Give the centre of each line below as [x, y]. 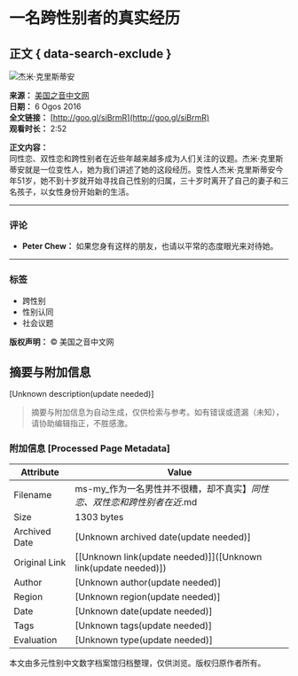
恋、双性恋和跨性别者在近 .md [136, 501]
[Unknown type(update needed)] [144, 640]
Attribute [40, 472]
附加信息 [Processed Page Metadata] [90, 448]
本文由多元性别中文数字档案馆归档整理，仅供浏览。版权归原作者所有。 [137, 663]
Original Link [40, 562]
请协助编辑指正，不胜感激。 [82, 423]
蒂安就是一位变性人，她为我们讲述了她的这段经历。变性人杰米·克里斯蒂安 [143, 170]
